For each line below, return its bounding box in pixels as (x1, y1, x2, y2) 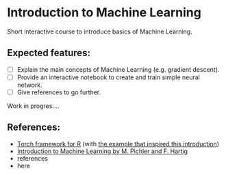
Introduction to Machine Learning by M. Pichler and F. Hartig (16, 147, 188, 155)
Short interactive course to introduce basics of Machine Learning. (7, 27, 193, 36)
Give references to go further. (16, 87, 101, 96)
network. (16, 81, 42, 89)
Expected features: (7, 47, 91, 59)
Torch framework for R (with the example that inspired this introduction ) (16, 139, 220, 148)
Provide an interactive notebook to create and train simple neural (16, 73, 201, 81)
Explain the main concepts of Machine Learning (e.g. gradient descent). (16, 65, 220, 73)
